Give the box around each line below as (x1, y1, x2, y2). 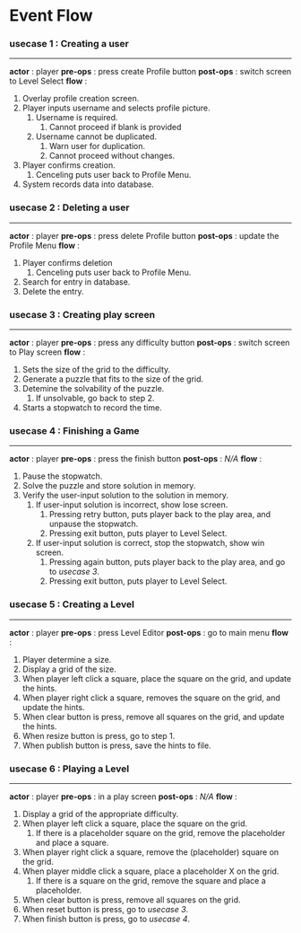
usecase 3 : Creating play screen (9, 308, 155, 321)
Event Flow (9, 5, 93, 26)
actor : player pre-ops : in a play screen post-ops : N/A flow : (9, 791, 237, 802)
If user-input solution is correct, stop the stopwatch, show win (35, 538, 265, 549)
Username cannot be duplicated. (35, 131, 158, 142)
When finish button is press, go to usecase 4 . (21, 913, 191, 924)
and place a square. (35, 837, 109, 848)
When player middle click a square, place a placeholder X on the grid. (21, 866, 279, 876)
